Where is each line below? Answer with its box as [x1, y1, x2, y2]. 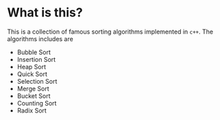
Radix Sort [16, 106, 47, 115]
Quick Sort [16, 70, 48, 78]
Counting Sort [16, 99, 57, 107]
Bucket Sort [16, 91, 51, 100]
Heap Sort [16, 62, 47, 71]
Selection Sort [16, 77, 58, 85]
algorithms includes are [7, 34, 73, 43]
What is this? [7, 5, 84, 21]
